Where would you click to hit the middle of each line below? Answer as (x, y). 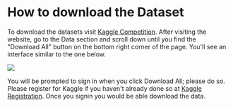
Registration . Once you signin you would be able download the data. (107, 96)
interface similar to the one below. (56, 54)
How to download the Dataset (96, 12)
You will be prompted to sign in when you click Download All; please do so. (116, 81)
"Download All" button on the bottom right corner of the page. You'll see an (117, 46)
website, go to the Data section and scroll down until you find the (102, 39)
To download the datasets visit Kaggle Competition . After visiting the (107, 32)
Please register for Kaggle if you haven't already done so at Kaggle (105, 88)
